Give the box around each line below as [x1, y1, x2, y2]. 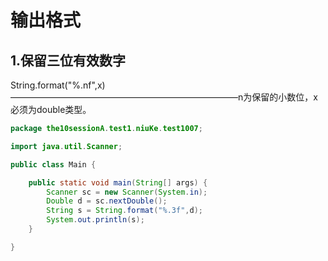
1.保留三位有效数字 [10, 52, 127, 69]
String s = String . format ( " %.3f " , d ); [46, 206, 203, 216]
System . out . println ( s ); [46, 215, 145, 225]
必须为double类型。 [10, 104, 92, 115]
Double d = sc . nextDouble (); [46, 196, 168, 206]
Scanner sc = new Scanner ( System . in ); [46, 187, 208, 197]
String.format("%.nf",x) [10, 79, 106, 91]
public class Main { [10, 159, 97, 170]
